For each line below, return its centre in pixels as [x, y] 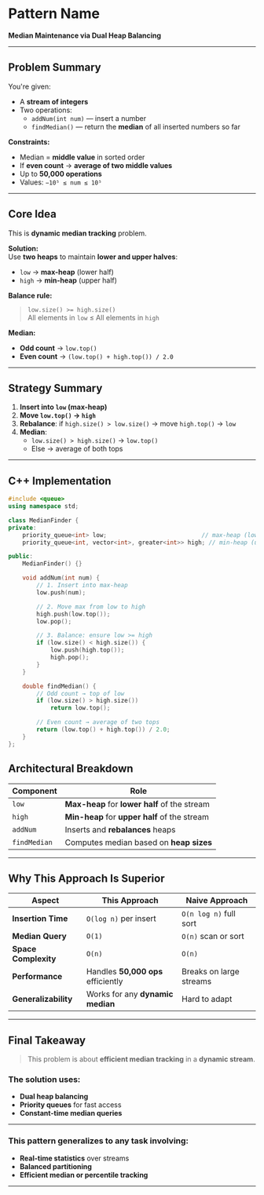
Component [35, 791]
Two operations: [46, 110]
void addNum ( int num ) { [61, 578]
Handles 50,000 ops [125, 972]
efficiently [104, 981]
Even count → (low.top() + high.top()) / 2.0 [97, 356]
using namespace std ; [44, 506]
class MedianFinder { [44, 520]
